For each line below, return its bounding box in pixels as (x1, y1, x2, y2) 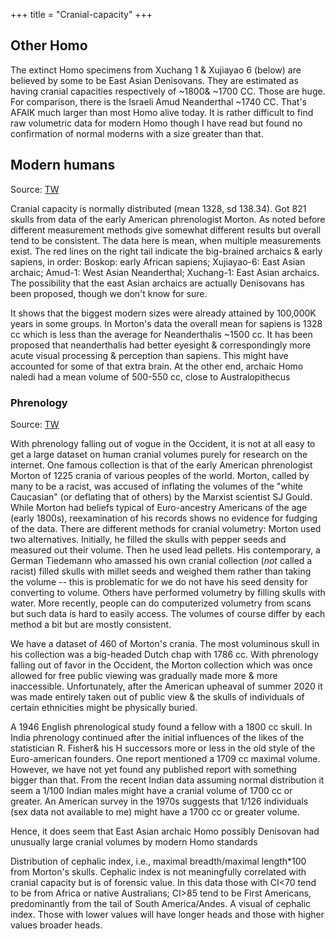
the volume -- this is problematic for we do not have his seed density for (10, 575, 308, 588)
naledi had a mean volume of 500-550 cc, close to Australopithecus (10, 370, 291, 383)
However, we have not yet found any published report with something (10, 763, 297, 775)
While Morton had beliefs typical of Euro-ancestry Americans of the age (10, 501, 308, 513)
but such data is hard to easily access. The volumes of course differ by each (10, 607, 326, 619)
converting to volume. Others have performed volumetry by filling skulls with (10, 586, 326, 598)
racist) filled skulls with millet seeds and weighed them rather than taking (10, 565, 312, 577)
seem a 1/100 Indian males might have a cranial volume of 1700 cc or (10, 784, 293, 796)
